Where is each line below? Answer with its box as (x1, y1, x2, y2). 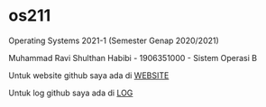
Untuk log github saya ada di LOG (8, 87, 133, 98)
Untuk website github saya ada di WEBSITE (8, 69, 170, 81)
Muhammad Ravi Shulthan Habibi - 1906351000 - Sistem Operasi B (8, 52, 258, 63)
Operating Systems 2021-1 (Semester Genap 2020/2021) (8, 35, 220, 46)
